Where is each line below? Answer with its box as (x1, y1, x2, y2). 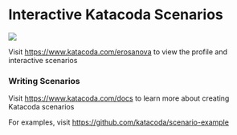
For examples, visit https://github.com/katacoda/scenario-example (8, 117, 229, 127)
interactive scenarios (8, 55, 78, 65)
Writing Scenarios (8, 75, 80, 86)
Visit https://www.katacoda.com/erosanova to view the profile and (8, 46, 227, 57)
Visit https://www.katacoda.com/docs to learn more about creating (8, 93, 230, 103)
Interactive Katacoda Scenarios (8, 6, 223, 24)
